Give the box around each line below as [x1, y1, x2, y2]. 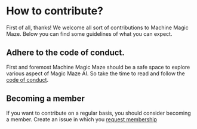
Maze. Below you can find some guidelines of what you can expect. [6, 30, 173, 37]
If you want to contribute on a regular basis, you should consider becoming [6, 109, 191, 116]
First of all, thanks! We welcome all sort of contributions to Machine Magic [6, 24, 189, 31]
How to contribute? [6, 4, 103, 18]
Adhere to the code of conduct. [6, 48, 125, 58]
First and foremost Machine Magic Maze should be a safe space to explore [6, 63, 190, 70]
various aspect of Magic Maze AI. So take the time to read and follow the [6, 70, 185, 77]
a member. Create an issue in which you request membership [6, 115, 157, 123]
